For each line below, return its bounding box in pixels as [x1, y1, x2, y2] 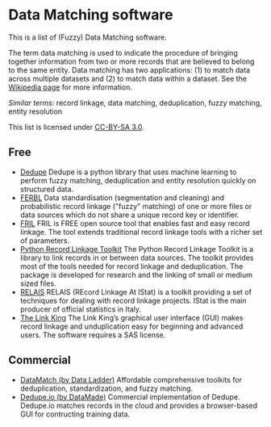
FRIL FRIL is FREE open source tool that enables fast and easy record [19, 218, 250, 228]
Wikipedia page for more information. [8, 82, 133, 92]
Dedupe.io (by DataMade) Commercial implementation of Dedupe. [19, 391, 240, 401]
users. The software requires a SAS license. [19, 329, 166, 340]
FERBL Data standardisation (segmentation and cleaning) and [19, 192, 224, 203]
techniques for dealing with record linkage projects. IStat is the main [19, 295, 248, 305]
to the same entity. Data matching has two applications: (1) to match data [8, 65, 251, 74]
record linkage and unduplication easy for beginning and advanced [19, 321, 244, 331]
